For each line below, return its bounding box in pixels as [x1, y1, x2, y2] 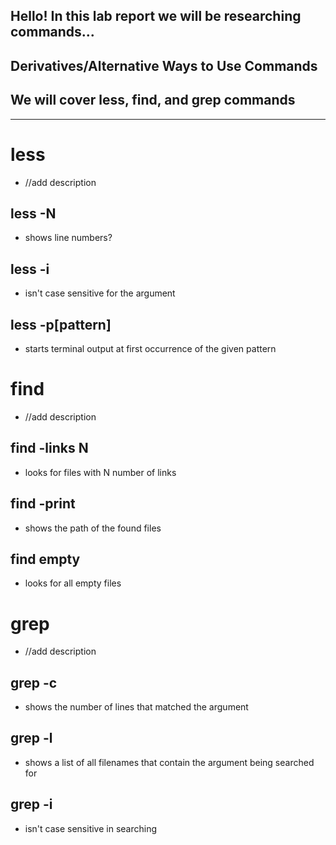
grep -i [10, 796, 53, 813]
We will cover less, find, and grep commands [10, 92, 296, 109]
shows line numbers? [24, 232, 113, 244]
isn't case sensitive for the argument [24, 287, 176, 299]
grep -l [10, 730, 53, 747]
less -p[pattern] [10, 316, 112, 333]
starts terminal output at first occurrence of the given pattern [24, 342, 277, 354]
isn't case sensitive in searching [24, 822, 158, 834]
